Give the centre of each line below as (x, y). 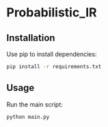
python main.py (28, 117)
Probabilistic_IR (52, 13)
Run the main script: (35, 104)
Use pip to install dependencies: (52, 54)
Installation (31, 38)
